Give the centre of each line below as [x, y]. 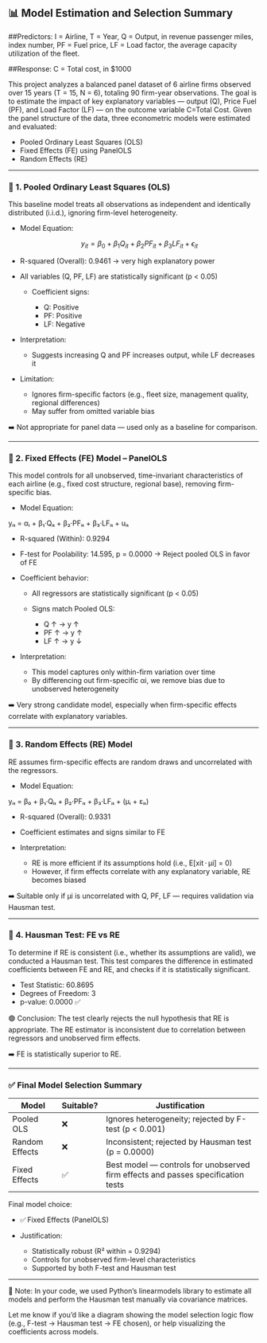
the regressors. [33, 770]
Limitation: [37, 379]
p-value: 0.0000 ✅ [50, 1001]
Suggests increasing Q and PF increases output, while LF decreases [143, 355]
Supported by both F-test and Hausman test [104, 1268]
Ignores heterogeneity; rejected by [170, 1119]
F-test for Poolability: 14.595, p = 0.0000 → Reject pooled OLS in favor [135, 554]
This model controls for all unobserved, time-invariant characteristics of [126, 475]
